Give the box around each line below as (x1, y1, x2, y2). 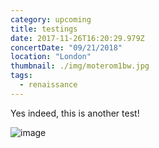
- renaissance (19, 80, 78, 90)
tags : (10, 71, 33, 81)
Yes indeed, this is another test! (10, 107, 140, 119)
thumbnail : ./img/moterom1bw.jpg (10, 61, 150, 71)
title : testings (10, 24, 78, 34)
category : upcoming (10, 14, 92, 25)
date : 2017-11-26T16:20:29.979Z (10, 33, 145, 43)
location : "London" (10, 52, 92, 62)
